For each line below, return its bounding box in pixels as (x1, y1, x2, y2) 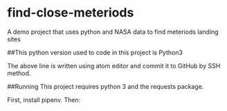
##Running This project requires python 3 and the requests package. (7, 82, 204, 90)
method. (7, 69, 31, 77)
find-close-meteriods (7, 5, 134, 21)
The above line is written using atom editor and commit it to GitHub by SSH (7, 61, 221, 70)
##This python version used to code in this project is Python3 (7, 48, 183, 57)
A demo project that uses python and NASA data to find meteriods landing (7, 28, 219, 36)
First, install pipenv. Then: (7, 95, 81, 104)
